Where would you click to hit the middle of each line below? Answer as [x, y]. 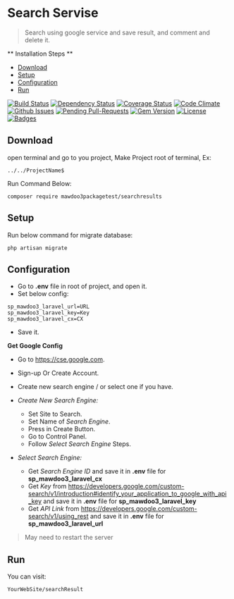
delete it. [37, 39]
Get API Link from [54, 509]
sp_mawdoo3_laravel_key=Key [49, 313]
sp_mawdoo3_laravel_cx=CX [45, 319]
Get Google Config [35, 346]
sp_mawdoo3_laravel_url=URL [49, 307]
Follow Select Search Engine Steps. [80, 444]
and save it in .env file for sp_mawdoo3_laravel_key [120, 501]
